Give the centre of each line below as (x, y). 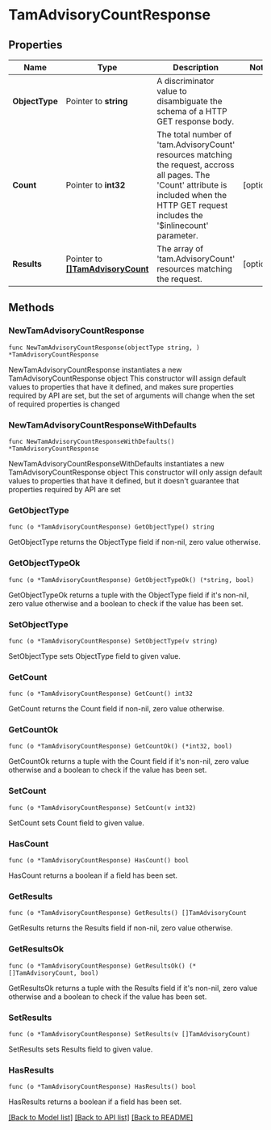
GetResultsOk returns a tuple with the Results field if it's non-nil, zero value (133, 988)
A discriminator (186, 81)
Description (196, 67)
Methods (31, 308)
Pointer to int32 (96, 185)
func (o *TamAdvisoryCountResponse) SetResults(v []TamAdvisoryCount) (129, 1034)
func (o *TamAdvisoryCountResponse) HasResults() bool (102, 1087)
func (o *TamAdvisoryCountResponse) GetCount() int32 (101, 694)
